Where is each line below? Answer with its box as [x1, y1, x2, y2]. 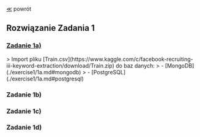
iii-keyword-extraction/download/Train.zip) [6, 61, 115, 69]
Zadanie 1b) [6, 90, 42, 99]
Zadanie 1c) [6, 107, 42, 115]
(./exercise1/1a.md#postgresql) [6, 75, 84, 82]
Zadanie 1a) [6, 41, 42, 50]
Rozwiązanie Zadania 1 [6, 23, 95, 33]
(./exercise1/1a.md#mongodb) [6, 68, 81, 76]
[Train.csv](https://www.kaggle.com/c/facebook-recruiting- [42, 55, 194, 63]
